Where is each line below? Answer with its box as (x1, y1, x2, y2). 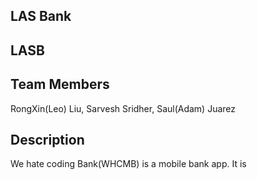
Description (10, 131, 85, 148)
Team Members (10, 76, 110, 93)
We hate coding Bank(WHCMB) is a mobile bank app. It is (10, 158, 247, 170)
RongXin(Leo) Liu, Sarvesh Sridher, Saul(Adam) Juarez (10, 102, 237, 114)
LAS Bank (10, 8, 72, 25)
